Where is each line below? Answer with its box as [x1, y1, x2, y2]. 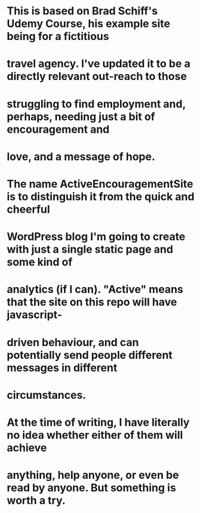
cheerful [7, 202, 50, 216]
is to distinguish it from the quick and [7, 190, 195, 203]
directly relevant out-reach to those [7, 70, 187, 83]
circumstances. [7, 388, 87, 402]
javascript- [7, 308, 62, 322]
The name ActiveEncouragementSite [7, 177, 193, 191]
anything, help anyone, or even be [7, 468, 179, 482]
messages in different [7, 361, 118, 374]
